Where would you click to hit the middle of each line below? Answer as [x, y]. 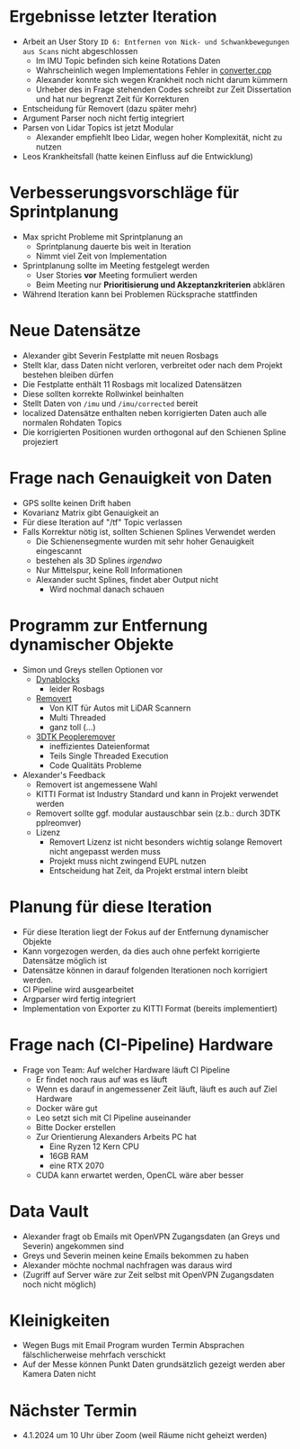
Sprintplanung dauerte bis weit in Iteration [113, 246]
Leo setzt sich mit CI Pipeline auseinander [113, 1118]
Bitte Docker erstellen [76, 1127]
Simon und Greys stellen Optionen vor [93, 669]
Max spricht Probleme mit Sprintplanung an [102, 237]
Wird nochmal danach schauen [106, 589]
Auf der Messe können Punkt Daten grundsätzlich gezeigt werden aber [154, 1364]
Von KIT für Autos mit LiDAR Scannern [120, 708]
